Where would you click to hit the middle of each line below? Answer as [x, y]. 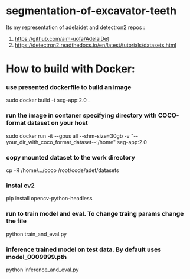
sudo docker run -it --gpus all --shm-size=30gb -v [68, 136]
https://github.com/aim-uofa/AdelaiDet [62, 38]
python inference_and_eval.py [42, 270]
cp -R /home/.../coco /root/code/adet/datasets [63, 170]
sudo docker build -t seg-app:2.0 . [48, 100]
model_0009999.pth [36, 257]
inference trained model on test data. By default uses [83, 249]
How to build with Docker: [71, 69]
